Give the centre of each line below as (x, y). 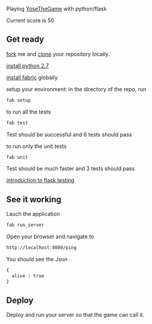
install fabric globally (32, 77)
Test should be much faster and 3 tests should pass (71, 169)
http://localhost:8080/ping (42, 248)
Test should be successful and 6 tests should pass (69, 134)
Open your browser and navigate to (50, 237)
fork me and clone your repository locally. (58, 54)
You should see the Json (37, 259)
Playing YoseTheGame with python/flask (56, 9)
